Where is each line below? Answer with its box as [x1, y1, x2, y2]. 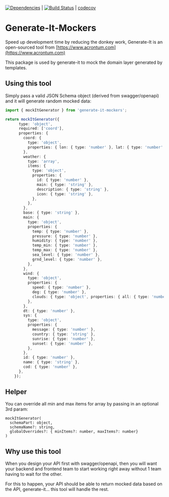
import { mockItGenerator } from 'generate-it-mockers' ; [5, 108, 127, 113]
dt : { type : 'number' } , [23, 308, 75, 314]
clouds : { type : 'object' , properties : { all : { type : [32, 294, 150, 299]
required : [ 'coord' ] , [18, 126, 64, 131]
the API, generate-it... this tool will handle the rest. [5, 486, 109, 492]
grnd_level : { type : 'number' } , [32, 257, 102, 262]
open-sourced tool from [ [5, 44, 58, 50]
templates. [5, 64, 27, 70]
